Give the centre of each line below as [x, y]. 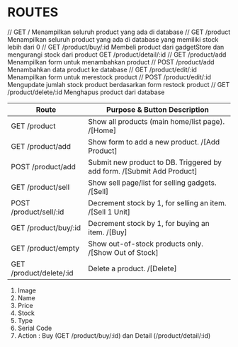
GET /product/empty [45, 248]
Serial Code [35, 328]
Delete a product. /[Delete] [132, 268]
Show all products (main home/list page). [157, 121]
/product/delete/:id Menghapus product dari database [86, 92]
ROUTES [33, 12]
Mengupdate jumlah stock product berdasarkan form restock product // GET [119, 84]
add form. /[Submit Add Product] [143, 171]
